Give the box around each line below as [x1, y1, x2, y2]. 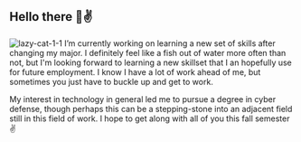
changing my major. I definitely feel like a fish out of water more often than [9, 47, 287, 58]
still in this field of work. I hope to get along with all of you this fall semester [9, 113, 290, 124]
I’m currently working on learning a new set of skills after [64, 37, 276, 49]
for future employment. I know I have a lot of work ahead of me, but [9, 66, 261, 77]
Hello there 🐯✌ [9, 9, 93, 24]
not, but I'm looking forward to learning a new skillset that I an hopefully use [9, 57, 292, 68]
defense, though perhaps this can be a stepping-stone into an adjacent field [9, 103, 293, 114]
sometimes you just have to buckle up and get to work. [9, 76, 214, 87]
